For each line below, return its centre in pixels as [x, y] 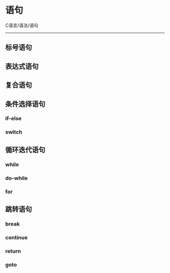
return [13, 251]
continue [16, 237]
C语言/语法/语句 [22, 25]
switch [14, 132]
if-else [13, 118]
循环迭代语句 [25, 150]
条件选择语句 [25, 104]
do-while [16, 178]
